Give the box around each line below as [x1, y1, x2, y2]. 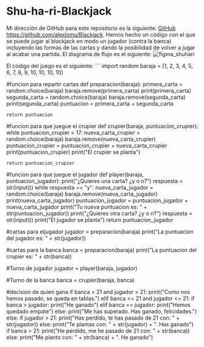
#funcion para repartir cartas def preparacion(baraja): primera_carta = [6, 80, 183, 88]
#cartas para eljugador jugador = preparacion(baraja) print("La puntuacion [6, 227, 194, 235]
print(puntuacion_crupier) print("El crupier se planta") [6, 148, 141, 156]
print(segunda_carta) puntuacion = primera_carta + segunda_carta [6, 99, 174, 107]
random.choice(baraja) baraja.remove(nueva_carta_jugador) [6, 190, 158, 198]
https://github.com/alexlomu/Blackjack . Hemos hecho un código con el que [6, 30, 196, 38]
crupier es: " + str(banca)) [6, 252, 72, 260]
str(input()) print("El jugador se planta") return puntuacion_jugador [6, 216, 174, 223]
